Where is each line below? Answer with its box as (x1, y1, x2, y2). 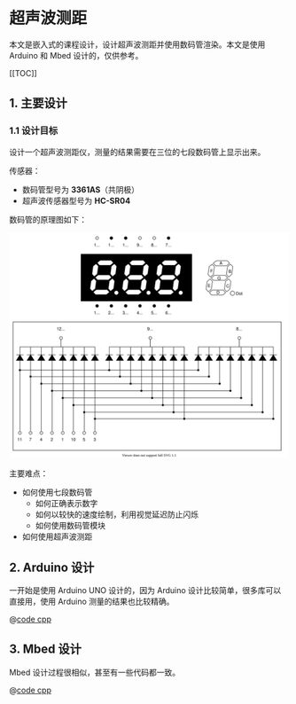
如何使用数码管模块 (35, 520, 106, 531)
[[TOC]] (9, 67, 37, 78)
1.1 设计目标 (9, 125, 58, 137)
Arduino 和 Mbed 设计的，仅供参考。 (9, 50, 144, 60)
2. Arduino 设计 (9, 559, 95, 575)
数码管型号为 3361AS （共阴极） (21, 184, 140, 195)
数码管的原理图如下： (9, 214, 87, 224)
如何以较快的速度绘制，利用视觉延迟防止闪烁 (35, 509, 199, 520)
